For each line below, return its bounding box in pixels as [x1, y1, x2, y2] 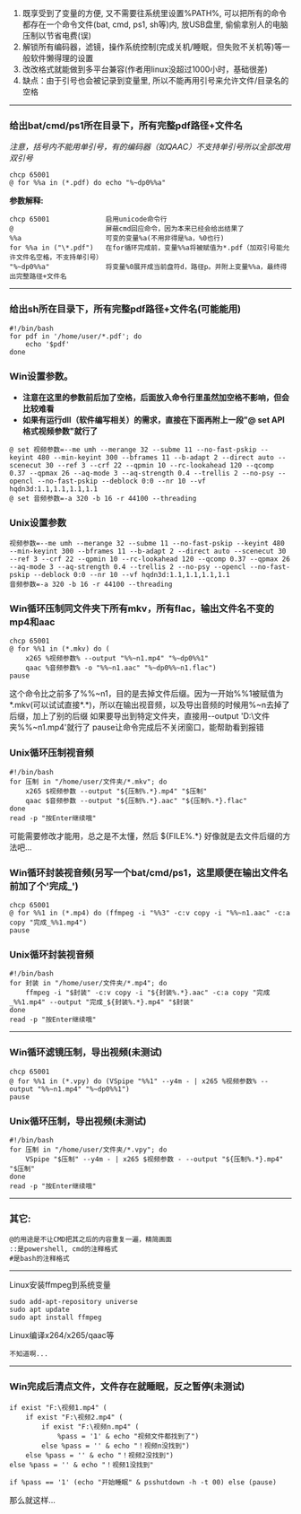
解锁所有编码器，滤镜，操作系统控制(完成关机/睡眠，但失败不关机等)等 [21, 41, 283, 52]
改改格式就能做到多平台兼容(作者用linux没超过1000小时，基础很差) [21, 64, 269, 74]
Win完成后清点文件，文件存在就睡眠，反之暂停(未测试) [9, 1380, 245, 1393]
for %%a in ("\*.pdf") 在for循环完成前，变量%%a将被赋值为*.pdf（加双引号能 [9, 243, 284, 253]
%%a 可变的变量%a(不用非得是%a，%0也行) [9, 234, 225, 243]
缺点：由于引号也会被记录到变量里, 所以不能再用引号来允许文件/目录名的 [21, 75, 289, 85]
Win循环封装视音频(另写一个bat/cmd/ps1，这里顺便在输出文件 [9, 866, 279, 879]
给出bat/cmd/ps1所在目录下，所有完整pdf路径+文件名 [9, 119, 244, 132]
